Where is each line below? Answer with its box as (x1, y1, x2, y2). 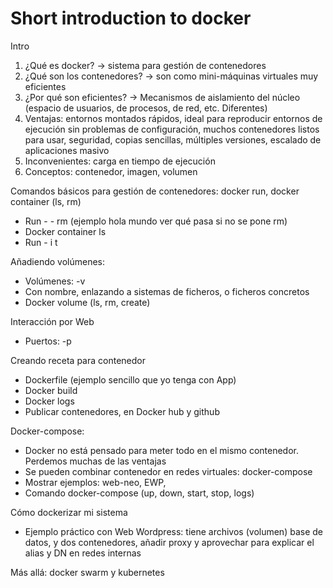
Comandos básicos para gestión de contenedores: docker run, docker (10, 185, 300, 197)
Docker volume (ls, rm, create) (24, 296, 151, 308)
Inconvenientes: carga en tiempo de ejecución (24, 155, 216, 167)
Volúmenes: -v (24, 275, 86, 287)
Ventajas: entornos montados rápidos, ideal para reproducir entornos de (24, 112, 323, 124)
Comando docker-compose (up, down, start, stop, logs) (24, 487, 255, 499)
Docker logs (24, 395, 75, 407)
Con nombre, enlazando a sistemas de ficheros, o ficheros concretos (24, 285, 310, 297)
